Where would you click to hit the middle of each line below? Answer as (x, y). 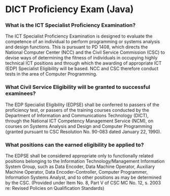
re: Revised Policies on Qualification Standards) (55, 188)
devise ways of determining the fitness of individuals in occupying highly (81, 58)
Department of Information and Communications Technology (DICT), (77, 115)
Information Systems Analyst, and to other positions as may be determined (83, 177)
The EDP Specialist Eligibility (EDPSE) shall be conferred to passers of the (82, 105)
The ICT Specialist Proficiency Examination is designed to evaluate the (79, 36)
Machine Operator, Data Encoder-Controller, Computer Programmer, (77, 172)
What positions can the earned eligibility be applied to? (75, 145)
